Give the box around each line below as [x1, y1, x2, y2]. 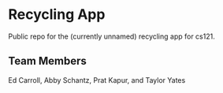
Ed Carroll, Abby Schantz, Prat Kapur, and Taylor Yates [8, 75, 186, 84]
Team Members [8, 54, 87, 68]
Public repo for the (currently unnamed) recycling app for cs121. [8, 32, 215, 41]
